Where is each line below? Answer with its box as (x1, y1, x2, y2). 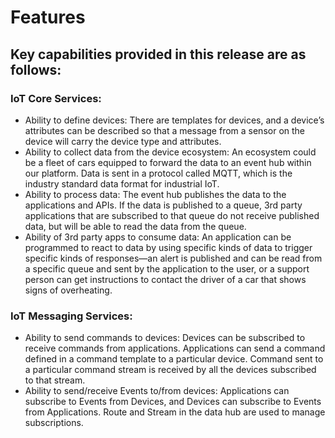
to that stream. (24, 374, 86, 386)
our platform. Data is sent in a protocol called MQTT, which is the (24, 167, 293, 179)
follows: (10, 61, 62, 78)
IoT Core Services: (10, 91, 102, 105)
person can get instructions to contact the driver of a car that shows (24, 273, 307, 285)
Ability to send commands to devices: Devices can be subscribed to (24, 332, 306, 344)
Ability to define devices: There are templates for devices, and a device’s (24, 114, 325, 126)
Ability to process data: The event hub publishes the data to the (24, 188, 287, 200)
